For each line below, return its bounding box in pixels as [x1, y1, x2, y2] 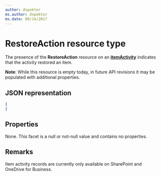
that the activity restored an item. [5, 59, 73, 65]
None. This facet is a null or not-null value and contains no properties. [5, 133, 147, 139]
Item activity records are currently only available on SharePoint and [5, 161, 142, 167]
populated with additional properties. [5, 74, 80, 80]
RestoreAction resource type [5, 38, 126, 49]
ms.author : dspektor [5, 12, 48, 17]
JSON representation [5, 89, 72, 97]
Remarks [5, 148, 34, 156]
